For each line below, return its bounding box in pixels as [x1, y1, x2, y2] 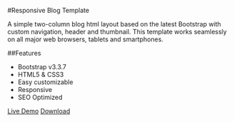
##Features [7, 49, 41, 57]
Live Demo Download [7, 107, 71, 115]
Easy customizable [17, 78, 73, 86]
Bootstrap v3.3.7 [17, 63, 66, 71]
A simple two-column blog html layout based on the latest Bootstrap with [7, 20, 221, 28]
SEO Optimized [17, 93, 63, 101]
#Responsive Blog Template [7, 6, 90, 14]
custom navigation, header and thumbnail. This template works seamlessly [7, 28, 227, 36]
